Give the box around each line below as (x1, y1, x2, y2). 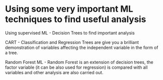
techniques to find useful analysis (5, 14, 146, 25)
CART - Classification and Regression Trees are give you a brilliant (5, 39, 139, 45)
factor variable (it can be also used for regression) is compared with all (5, 64, 148, 70)
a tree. (5, 50, 18, 56)
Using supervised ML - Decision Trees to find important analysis (5, 30, 135, 36)
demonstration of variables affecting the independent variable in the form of (5, 44, 159, 50)
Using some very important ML (5, 3, 134, 15)
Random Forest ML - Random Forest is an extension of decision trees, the (5, 59, 153, 65)
